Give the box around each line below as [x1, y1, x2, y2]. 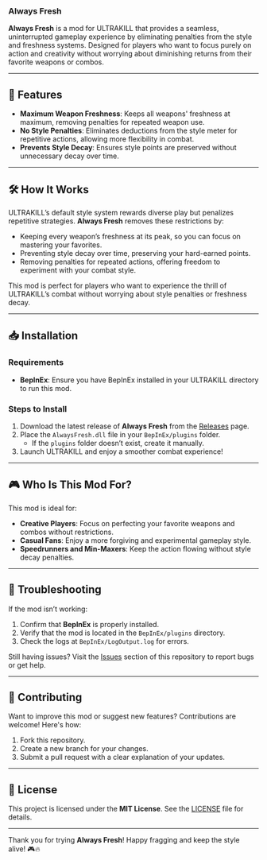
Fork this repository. [19, 735, 86, 745]
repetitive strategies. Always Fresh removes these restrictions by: [8, 216, 224, 226]
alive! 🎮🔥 [8, 844, 41, 854]
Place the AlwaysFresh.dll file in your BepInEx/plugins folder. [19, 429, 221, 439]
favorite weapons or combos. [8, 57, 105, 67]
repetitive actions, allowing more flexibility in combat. [19, 134, 195, 144]
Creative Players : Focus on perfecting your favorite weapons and [19, 518, 235, 528]
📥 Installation [8, 329, 79, 343]
